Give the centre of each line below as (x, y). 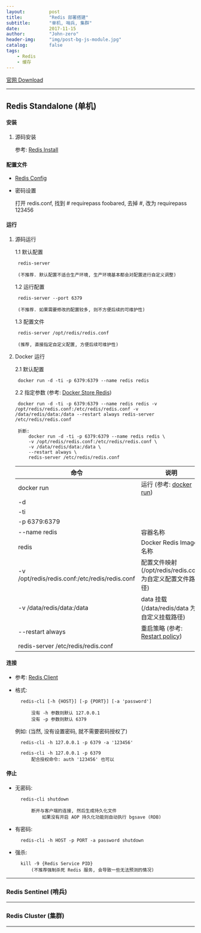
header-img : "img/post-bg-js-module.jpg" (64, 40)
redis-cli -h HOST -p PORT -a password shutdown (82, 840)
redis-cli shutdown (45, 799)
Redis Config (31, 178)
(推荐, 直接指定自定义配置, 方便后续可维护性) (68, 344)
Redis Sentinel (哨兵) (37, 892)
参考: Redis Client (36, 677)
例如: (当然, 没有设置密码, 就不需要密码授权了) (71, 731)
